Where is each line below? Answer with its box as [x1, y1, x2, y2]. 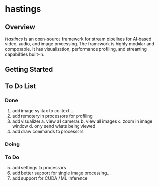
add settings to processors [12, 165, 66, 171]
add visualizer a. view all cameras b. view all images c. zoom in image [12, 118, 153, 124]
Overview [5, 23, 36, 31]
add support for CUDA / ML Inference [12, 175, 88, 181]
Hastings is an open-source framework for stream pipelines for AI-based [5, 36, 152, 41]
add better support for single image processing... [12, 170, 111, 176]
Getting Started [5, 65, 53, 74]
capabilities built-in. [5, 51, 45, 57]
